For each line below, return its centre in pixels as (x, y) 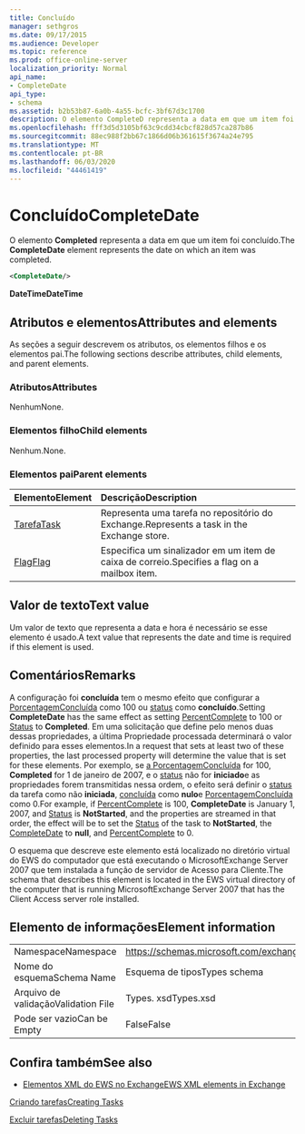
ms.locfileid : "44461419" (58, 170)
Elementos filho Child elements (79, 430)
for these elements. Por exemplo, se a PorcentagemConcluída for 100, (140, 764)
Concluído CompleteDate (104, 215)
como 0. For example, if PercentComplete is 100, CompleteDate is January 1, (152, 804)
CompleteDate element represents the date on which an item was (133, 250)
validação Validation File (64, 1004)
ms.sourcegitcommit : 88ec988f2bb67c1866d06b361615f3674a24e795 (132, 137)
